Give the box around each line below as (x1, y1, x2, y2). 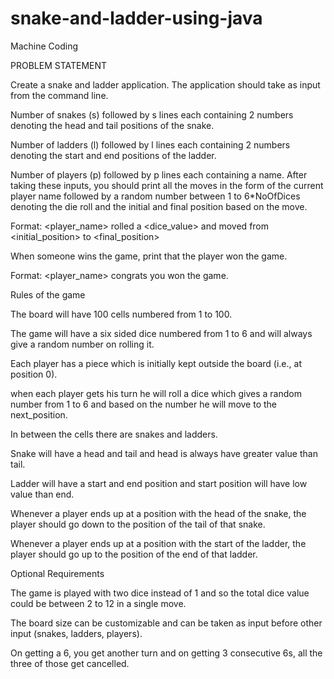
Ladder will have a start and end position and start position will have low (10, 477, 308, 489)
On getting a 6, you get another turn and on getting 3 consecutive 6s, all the (10, 647, 323, 659)
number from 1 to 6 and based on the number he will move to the (10, 398, 278, 410)
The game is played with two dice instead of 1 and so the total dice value (10, 587, 310, 599)
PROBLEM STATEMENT (10, 59, 108, 71)
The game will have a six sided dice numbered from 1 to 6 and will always (10, 327, 313, 339)
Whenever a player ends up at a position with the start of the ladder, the (10, 537, 307, 549)
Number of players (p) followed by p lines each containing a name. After (10, 168, 308, 181)
